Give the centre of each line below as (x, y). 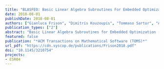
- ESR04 (13, 59)
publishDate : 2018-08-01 (30, 18)
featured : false (21, 37)
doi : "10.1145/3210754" (29, 50)
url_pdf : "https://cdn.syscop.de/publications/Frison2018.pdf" (71, 46)
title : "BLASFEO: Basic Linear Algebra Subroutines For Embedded (73, 9)
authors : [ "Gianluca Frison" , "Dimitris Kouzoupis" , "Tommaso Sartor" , (79, 23)
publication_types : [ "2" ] (31, 28)
